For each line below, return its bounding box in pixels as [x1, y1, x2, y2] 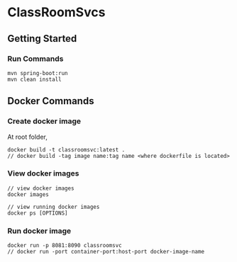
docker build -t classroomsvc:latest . [7, 146, 126, 153]
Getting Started [7, 33, 77, 45]
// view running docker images [7, 203, 100, 210]
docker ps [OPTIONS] [7, 210, 69, 217]
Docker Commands [7, 95, 94, 107]
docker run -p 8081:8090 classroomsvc [7, 242, 122, 249]
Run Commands [7, 54, 64, 64]
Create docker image [7, 116, 82, 126]
